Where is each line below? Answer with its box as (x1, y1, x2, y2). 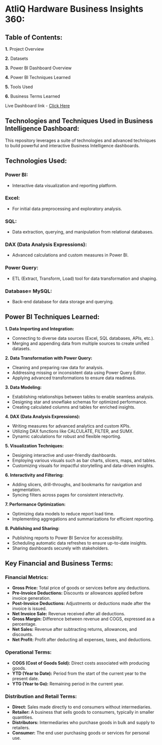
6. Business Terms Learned (5, 94, 60, 99)
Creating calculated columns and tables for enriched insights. (12, 404, 136, 410)
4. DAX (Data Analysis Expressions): (5, 413, 80, 419)
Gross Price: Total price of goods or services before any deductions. (12, 585, 151, 591)
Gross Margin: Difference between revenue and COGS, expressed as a (12, 616, 155, 622)
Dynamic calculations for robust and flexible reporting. (12, 433, 122, 439)
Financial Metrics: (5, 574, 49, 581)
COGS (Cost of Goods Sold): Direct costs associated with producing (12, 660, 150, 666)
